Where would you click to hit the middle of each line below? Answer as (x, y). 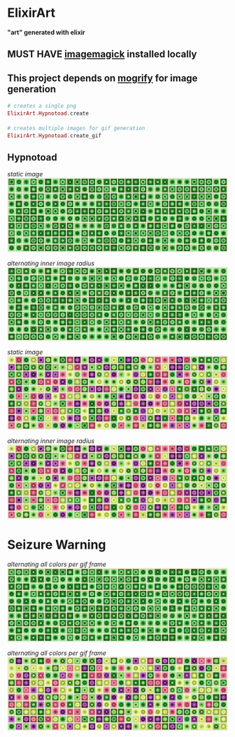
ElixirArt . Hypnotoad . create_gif (54, 135)
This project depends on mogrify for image (102, 78)
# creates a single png (42, 106)
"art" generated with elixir (46, 32)
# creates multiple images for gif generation (76, 128)
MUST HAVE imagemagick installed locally (102, 54)
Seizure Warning (57, 545)
